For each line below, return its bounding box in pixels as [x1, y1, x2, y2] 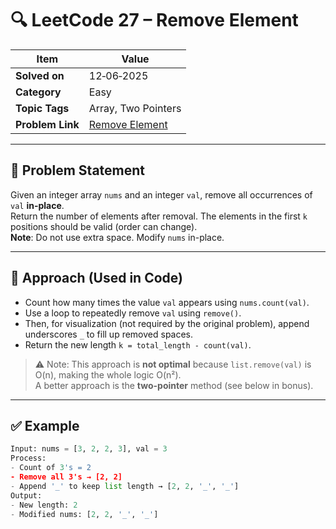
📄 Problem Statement [10, 162, 146, 179]
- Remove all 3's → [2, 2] [10, 472, 123, 482]
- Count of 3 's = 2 [10, 463, 92, 473]
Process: [10, 453, 47, 464]
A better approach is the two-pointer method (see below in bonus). [34, 379, 314, 391]
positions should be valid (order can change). [10, 220, 198, 232]
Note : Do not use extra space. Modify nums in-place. [10, 231, 225, 243]
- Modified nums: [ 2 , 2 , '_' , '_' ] [10, 509, 159, 519]
